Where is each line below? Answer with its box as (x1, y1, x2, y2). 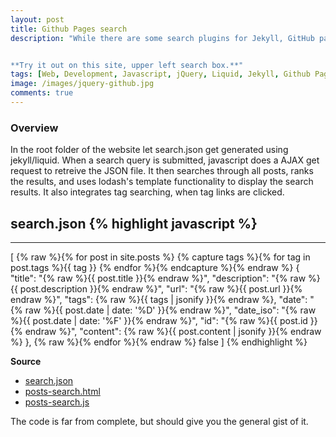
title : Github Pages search (10, 24, 128, 34)
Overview (10, 121, 59, 135)
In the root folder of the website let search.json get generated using (10, 144, 289, 156)
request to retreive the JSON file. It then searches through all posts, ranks (10, 165, 314, 177)
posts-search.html (24, 385, 101, 397)
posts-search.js (24, 396, 90, 408)
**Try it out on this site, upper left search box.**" (10, 60, 244, 70)
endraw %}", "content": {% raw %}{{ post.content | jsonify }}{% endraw (24, 325, 322, 337)
